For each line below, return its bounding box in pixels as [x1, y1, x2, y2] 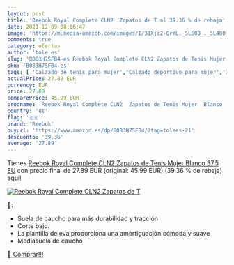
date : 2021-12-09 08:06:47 [7, 23, 86, 30]
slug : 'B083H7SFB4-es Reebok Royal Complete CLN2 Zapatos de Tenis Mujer [7, 56, 226, 63]
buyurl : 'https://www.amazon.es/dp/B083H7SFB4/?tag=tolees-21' [7, 127, 195, 134]
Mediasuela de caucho [17, 236, 84, 245]
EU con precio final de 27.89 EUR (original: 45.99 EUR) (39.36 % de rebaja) [7, 167, 223, 175]
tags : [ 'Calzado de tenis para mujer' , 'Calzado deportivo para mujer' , [7, 68, 223, 75]
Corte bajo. [17, 222, 50, 230]
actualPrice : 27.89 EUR [7, 75, 77, 82]
